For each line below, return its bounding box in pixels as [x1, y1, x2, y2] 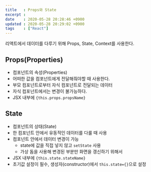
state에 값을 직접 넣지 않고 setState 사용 [20, 142, 101, 148]
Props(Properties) [5, 55, 63, 64]
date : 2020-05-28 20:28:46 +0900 [5, 17, 85, 22]
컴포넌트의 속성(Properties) [12, 69, 68, 75]
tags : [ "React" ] [5, 26, 49, 31]
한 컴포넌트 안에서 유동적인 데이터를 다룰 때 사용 [12, 129, 107, 136]
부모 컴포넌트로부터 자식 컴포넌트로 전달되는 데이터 [12, 81, 113, 88]
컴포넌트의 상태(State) [12, 123, 57, 129]
